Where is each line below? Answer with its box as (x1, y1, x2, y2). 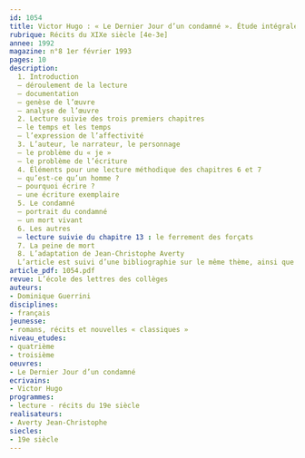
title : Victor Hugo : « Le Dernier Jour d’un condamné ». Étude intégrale (9, 22, 299, 31)
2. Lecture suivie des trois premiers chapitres (17, 114, 205, 123)
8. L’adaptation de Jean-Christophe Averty (17, 249, 184, 258)
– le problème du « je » (17, 148, 112, 157)
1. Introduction (17, 73, 79, 82)
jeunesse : (9, 317, 47, 326)
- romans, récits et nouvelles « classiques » (9, 326, 189, 335)
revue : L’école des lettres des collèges (9, 275, 169, 284)
